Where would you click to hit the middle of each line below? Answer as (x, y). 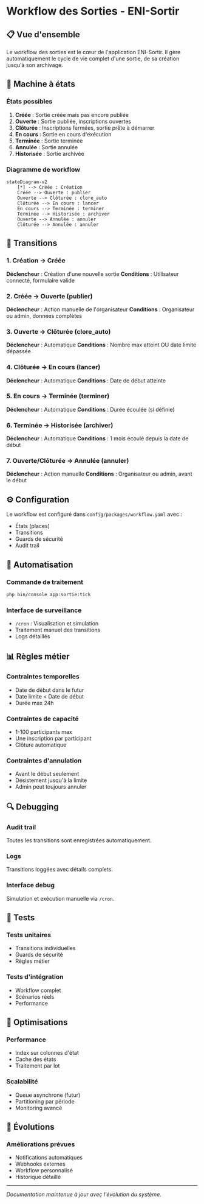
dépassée (19, 351)
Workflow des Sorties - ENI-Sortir (93, 11)
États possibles (29, 102)
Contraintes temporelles (43, 677)
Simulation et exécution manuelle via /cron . (60, 898)
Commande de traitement (45, 582)
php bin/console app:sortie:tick (49, 594)
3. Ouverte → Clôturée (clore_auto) (59, 331)
